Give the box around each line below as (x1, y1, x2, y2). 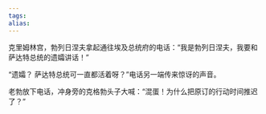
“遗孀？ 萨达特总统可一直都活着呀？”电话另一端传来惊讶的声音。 (8, 69, 221, 79)
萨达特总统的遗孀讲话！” (8, 52, 90, 62)
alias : (8, 19, 31, 27)
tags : (8, 11, 27, 20)
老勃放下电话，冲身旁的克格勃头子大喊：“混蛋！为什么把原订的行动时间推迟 (8, 86, 259, 96)
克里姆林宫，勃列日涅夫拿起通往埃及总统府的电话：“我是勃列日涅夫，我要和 (8, 42, 259, 52)
